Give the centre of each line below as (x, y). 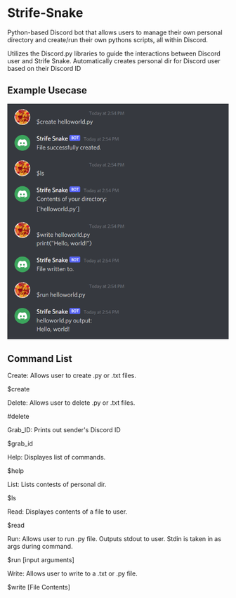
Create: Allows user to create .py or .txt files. (72, 376)
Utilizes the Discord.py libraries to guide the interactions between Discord (114, 53)
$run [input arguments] (41, 560)
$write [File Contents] (39, 587)
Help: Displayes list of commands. (57, 457)
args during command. (40, 547)
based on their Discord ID (44, 68)
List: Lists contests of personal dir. (57, 485)
